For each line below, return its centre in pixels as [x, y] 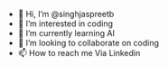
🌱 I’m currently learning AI [66, 33]
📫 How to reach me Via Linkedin [79, 53]
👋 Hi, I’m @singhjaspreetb [66, 14]
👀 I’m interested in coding [65, 24]
